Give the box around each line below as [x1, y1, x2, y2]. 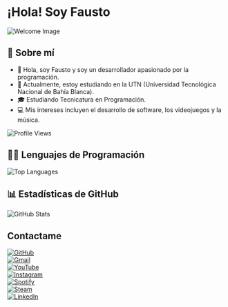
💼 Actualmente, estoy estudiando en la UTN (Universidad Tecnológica [17, 80, 216, 89]
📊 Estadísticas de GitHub [7, 188, 120, 200]
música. [17, 115, 40, 124]
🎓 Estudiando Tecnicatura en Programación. [17, 95, 146, 104]
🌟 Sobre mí [7, 47, 55, 59]
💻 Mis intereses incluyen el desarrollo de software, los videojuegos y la [17, 105, 222, 114]
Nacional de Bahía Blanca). [17, 87, 95, 95]
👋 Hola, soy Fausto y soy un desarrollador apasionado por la [17, 65, 189, 73]
